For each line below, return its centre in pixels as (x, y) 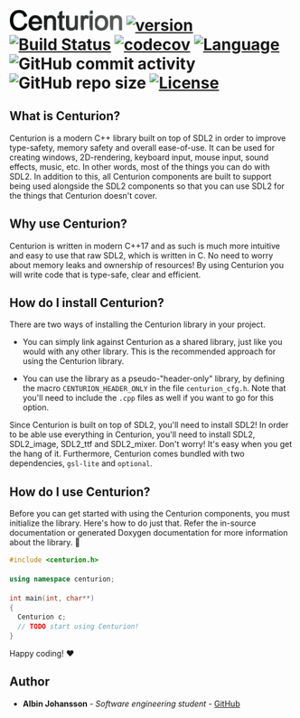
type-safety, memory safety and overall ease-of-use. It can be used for (142, 147)
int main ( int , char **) (52, 598)
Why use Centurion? (69, 224)
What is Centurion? (65, 116)
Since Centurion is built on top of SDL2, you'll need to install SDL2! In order (149, 425)
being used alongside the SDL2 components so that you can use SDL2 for (147, 186)
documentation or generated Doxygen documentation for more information (149, 533)
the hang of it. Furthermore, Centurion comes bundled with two (127, 454)
